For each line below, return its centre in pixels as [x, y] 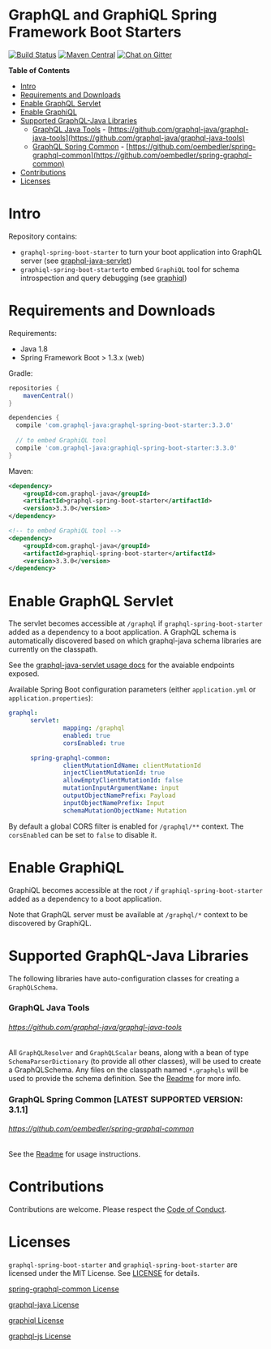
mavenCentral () [49, 395]
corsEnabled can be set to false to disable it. [83, 834]
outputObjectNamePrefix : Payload [119, 795]
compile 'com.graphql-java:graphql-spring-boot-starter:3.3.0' [125, 425]
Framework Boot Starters [95, 32]
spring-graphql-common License [64, 1289]
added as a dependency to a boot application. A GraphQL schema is [123, 632]
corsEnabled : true [94, 743]
